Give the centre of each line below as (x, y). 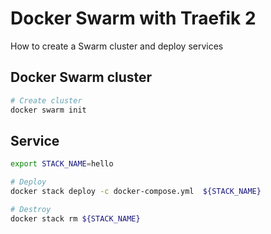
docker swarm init (48, 110)
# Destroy (31, 209)
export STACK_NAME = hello (62, 164)
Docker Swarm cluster (81, 77)
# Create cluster (46, 100)
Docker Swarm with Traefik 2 (133, 18)
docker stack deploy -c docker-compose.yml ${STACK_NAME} (136, 192)
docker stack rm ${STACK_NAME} (75, 218)
